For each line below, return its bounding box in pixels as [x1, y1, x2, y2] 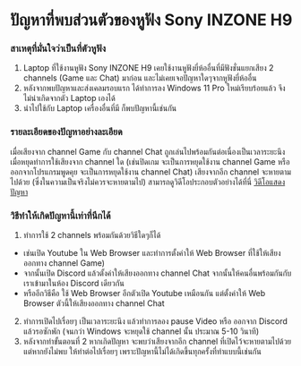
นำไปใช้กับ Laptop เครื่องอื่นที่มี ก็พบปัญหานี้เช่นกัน [22, 103, 177, 114]
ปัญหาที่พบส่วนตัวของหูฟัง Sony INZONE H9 [10, 10, 293, 30]
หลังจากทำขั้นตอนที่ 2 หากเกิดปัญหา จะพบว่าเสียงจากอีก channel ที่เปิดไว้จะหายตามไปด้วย [22, 336, 292, 347]
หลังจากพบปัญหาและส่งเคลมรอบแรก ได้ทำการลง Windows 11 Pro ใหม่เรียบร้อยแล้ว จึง [22, 82, 286, 94]
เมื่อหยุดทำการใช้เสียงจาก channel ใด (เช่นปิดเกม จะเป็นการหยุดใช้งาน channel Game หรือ [10, 156, 290, 166]
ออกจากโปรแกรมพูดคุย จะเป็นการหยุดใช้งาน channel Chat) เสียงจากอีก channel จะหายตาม [10, 166, 292, 177]
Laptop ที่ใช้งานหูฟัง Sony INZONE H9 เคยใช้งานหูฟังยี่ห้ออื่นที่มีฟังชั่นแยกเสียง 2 [22, 63, 274, 73]
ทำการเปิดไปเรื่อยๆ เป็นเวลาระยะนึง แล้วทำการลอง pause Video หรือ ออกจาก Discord [22, 316, 288, 327]
